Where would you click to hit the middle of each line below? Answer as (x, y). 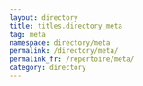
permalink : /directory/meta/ (64, 51)
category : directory (48, 68)
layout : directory (44, 17)
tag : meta (28, 34)
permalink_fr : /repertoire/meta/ (72, 59)
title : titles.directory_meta (66, 26)
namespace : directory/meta (60, 43)
